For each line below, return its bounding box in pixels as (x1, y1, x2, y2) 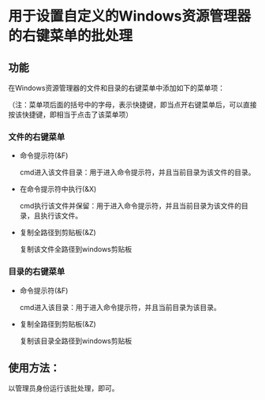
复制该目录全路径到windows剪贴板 (19, 336, 132, 346)
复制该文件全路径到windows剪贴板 (19, 245, 132, 254)
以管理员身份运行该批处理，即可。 (8, 383, 119, 393)
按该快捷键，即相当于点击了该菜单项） (8, 110, 132, 119)
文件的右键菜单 (8, 131, 65, 142)
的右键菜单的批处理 (8, 27, 133, 45)
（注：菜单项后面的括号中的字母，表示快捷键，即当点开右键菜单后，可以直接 (8, 100, 257, 109)
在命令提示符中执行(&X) (19, 185, 97, 194)
